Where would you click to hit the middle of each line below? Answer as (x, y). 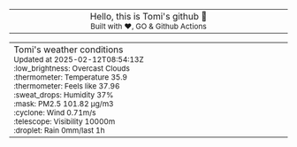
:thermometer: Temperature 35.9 (71, 77)
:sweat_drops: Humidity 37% (64, 95)
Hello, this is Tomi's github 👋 (148, 16)
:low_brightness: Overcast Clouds (72, 69)
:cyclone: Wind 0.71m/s (55, 113)
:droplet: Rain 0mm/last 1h (59, 131)
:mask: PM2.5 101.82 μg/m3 (64, 104)
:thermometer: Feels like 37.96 (67, 86)
